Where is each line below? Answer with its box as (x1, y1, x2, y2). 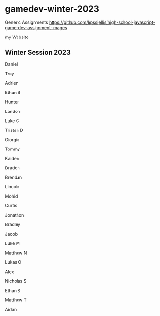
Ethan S (5, 287, 21, 293)
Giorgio (5, 136, 20, 142)
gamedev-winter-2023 (5, 3, 100, 15)
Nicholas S (5, 278, 27, 284)
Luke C (5, 118, 19, 124)
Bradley (5, 222, 21, 227)
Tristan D (5, 127, 23, 133)
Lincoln (5, 184, 20, 189)
